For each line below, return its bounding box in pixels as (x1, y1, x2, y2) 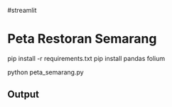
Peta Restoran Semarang (7, 31, 157, 47)
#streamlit (7, 6, 37, 14)
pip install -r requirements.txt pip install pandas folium (7, 54, 166, 62)
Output (7, 89, 39, 101)
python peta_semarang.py (7, 67, 84, 77)
